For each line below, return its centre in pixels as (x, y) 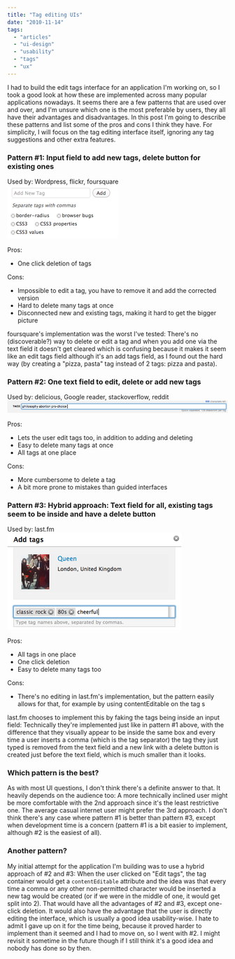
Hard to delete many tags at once (65, 305)
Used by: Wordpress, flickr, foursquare (63, 181)
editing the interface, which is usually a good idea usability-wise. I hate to (113, 918)
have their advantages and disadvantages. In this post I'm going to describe (116, 117)
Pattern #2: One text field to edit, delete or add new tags (104, 382)
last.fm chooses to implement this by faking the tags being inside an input (114, 717)
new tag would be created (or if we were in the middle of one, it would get (114, 896)
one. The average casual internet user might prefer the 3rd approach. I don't (117, 810)
